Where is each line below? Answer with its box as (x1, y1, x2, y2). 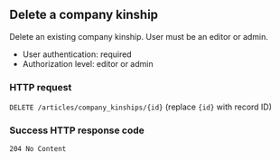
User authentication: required (22, 49, 133, 60)
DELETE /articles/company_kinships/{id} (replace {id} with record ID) (9, 101, 273, 112)
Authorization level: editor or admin (22, 58, 154, 69)
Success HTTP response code (9, 124, 145, 137)
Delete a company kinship (9, 7, 159, 23)
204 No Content (9, 145, 67, 154)
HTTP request (9, 80, 72, 93)
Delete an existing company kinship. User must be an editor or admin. (9, 31, 269, 42)
